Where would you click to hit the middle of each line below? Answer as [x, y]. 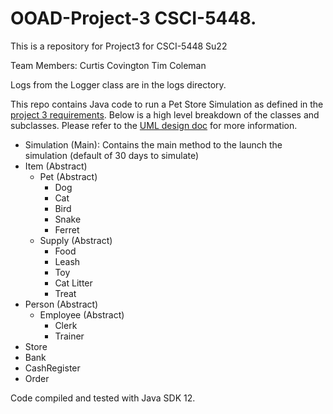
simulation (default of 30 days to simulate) [112, 155]
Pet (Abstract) [68, 176]
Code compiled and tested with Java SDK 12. [103, 398]
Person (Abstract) [61, 304]
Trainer [69, 336]
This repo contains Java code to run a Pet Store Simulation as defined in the [167, 104]
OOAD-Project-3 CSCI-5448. [133, 18]
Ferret [67, 229]
